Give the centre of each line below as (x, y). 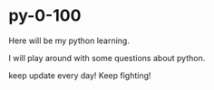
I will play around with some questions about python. (107, 58)
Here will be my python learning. (69, 40)
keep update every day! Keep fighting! (80, 75)
